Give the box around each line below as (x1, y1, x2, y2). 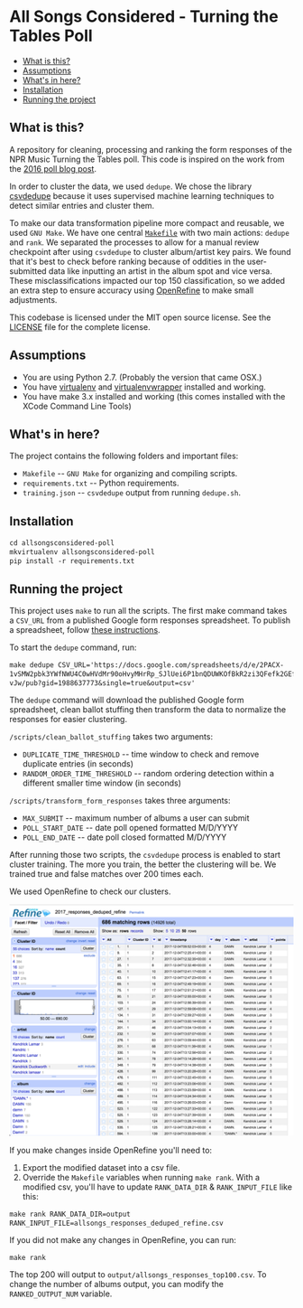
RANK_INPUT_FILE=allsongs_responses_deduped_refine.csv (9, 1219, 224, 1228)
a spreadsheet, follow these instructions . (9, 625, 161, 635)
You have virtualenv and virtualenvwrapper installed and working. (22, 381, 266, 392)
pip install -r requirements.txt (9, 557, 135, 566)
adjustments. (9, 294, 58, 305)
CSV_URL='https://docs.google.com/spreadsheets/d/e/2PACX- (57, 661, 284, 670)
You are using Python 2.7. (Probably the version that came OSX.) (22, 372, 262, 382)
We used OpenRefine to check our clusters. (9, 886, 171, 897)
